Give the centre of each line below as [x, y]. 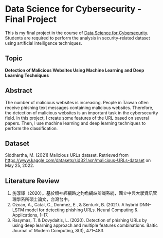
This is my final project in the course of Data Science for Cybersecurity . [77, 33]
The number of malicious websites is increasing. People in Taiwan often [77, 102]
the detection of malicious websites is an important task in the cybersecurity [81, 112]
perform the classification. [31, 128]
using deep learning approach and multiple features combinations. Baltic [85, 225]
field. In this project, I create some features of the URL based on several [77, 118]
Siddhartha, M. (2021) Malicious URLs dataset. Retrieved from [67, 155]
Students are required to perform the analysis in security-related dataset [78, 38]
